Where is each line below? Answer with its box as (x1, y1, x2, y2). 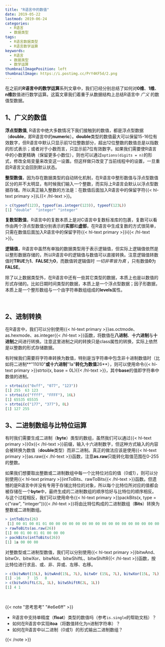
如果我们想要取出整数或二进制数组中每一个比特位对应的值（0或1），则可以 (5, 470, 154, 476)
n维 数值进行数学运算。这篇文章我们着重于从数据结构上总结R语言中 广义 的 (5, 91, 155, 97)
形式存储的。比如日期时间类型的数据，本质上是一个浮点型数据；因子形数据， (5, 281, 160, 287)
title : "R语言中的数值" (5, 7, 49, 12)
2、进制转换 (5, 312, 42, 321)
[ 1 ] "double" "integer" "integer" (5, 207, 78, 212)
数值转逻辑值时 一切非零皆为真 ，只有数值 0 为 (64, 258, 156, 264)
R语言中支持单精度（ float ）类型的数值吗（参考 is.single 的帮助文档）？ (12, 615, 157, 620)
